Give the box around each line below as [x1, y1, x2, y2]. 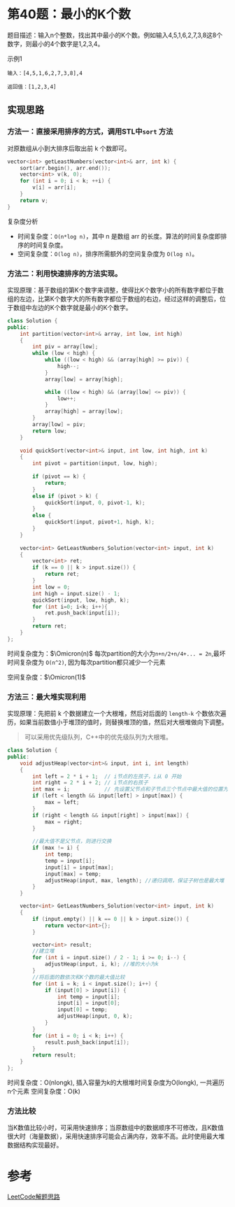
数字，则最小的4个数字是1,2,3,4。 [7, 39, 104, 48]
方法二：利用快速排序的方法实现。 [7, 269, 122, 278]
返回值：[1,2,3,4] [7, 83, 57, 90]
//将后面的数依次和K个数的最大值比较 [32, 973, 126, 980]
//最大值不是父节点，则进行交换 [32, 838, 112, 845]
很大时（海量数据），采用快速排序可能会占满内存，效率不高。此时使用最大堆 [7, 1132, 225, 1141]
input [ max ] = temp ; [44, 870, 101, 877]
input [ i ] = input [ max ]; [44, 863, 114, 871]
